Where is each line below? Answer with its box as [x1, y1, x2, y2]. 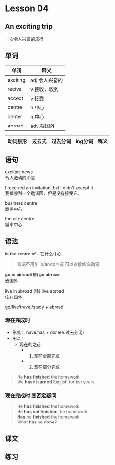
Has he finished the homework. [17, 414, 81, 420]
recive [7, 85, 22, 92]
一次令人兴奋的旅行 [5, 36, 44, 42]
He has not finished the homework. [17, 409, 89, 415]
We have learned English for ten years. [17, 379, 96, 385]
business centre [5, 200, 38, 206]
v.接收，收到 [30, 86, 59, 93]
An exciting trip [5, 22, 53, 31]
